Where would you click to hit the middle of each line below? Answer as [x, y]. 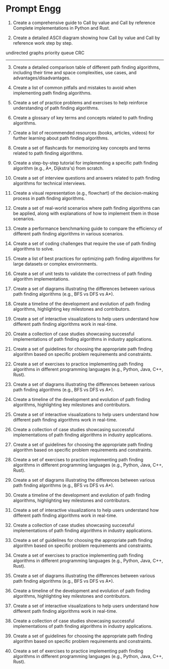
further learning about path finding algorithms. [61, 138]
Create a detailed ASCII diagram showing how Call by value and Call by [86, 38]
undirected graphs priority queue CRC [45, 53]
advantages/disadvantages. [42, 78]
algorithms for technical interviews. [49, 183]
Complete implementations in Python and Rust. [61, 28]
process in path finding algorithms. [49, 198]
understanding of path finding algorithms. [56, 108]
